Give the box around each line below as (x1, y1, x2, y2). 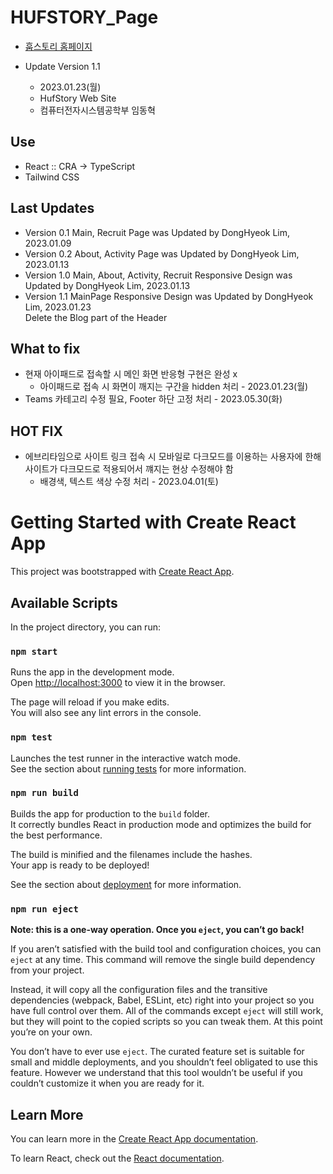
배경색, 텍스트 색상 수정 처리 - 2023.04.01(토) (39, 476, 219, 488)
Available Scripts (10, 594, 118, 611)
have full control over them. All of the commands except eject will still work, (10, 1005, 324, 1017)
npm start (10, 646, 58, 657)
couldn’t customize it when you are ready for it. (10, 1077, 205, 1090)
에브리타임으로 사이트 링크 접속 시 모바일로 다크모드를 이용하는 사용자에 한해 (24, 451, 322, 463)
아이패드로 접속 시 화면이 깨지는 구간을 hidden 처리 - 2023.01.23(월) (39, 381, 309, 393)
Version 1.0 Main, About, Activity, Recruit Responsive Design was (24, 269, 293, 281)
